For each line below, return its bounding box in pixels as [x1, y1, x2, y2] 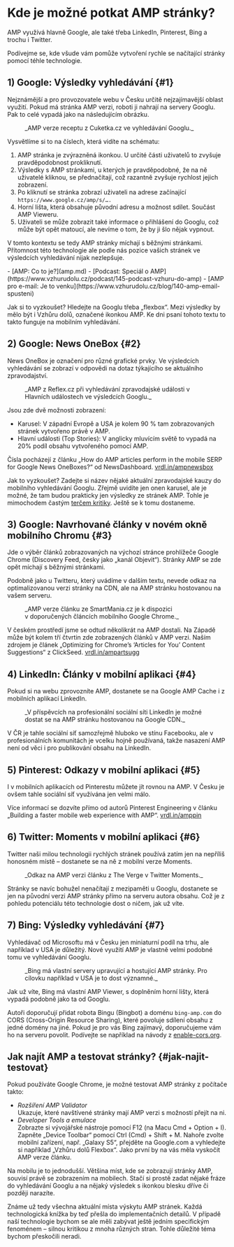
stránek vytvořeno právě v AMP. [17, 426, 110, 435]
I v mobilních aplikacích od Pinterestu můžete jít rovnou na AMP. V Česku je [7, 783, 225, 791]
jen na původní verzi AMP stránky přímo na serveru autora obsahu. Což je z [7, 891, 225, 900]
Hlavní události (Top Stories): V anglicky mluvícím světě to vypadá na [17, 434, 217, 442]
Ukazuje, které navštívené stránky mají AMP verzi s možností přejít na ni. [17, 1109, 227, 1117]
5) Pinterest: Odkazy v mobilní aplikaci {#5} [7, 764, 201, 776]
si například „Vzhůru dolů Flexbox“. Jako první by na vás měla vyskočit [17, 1146, 221, 1154]
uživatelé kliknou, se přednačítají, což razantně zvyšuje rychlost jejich [17, 173, 219, 181]
